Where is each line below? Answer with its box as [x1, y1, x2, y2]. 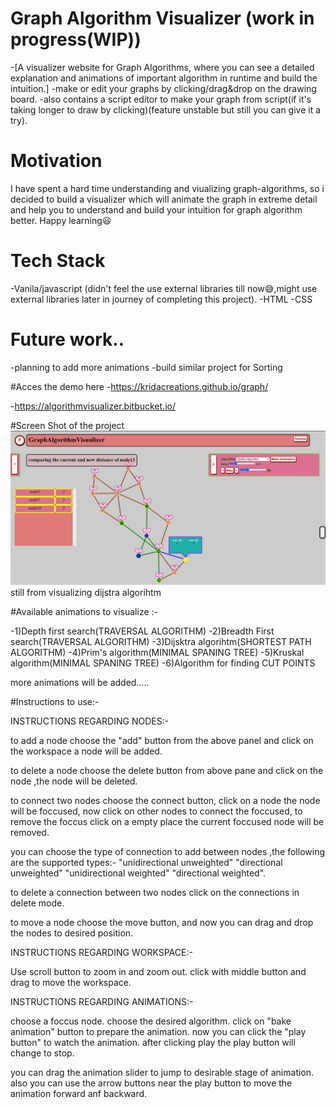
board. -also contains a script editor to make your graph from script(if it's [10, 93, 312, 105]
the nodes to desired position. [10, 927, 134, 939]
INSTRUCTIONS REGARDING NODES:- [10, 715, 170, 727]
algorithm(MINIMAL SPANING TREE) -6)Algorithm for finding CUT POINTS [10, 657, 316, 669]
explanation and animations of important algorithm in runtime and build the [10, 72, 318, 84]
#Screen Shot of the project [10, 419, 125, 431]
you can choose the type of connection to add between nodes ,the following [10, 845, 325, 857]
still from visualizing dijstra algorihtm [10, 586, 162, 598]
